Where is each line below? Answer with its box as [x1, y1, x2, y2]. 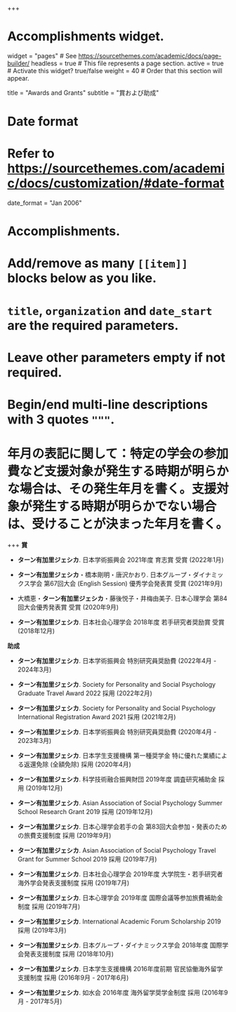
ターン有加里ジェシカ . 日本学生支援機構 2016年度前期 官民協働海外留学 [17, 964, 223, 973]
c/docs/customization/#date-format [7, 176, 225, 192]
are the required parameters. [7, 317, 179, 334]
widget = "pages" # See [7, 51, 77, 60]
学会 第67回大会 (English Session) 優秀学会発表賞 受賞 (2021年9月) [29, 579, 223, 587]
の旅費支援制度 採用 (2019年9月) [17, 831, 112, 839]
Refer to [7, 145, 55, 162]
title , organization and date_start [7, 303, 213, 318]
